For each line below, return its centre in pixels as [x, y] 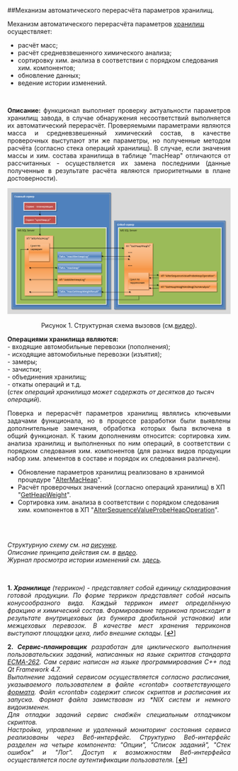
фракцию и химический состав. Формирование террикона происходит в [119, 611]
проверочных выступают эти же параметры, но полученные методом [119, 140]
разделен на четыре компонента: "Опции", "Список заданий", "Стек [119, 745]
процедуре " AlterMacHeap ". [59, 479]
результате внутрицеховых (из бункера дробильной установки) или [119, 618]
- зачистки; [24, 369]
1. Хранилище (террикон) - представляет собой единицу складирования [119, 588]
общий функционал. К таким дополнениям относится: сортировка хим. [119, 436]
